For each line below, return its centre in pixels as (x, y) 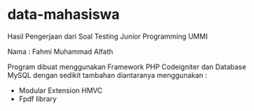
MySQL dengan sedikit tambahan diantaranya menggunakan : (107, 75)
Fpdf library (37, 98)
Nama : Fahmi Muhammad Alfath (60, 51)
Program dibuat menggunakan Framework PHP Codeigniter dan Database (127, 67)
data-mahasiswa (64, 15)
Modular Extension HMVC (61, 90)
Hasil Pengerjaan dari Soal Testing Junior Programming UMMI (108, 36)
